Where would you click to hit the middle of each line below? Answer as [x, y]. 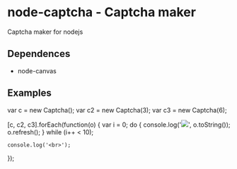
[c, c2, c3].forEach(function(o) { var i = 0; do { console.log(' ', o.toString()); [119, 125]
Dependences [39, 54]
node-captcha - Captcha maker [102, 12]
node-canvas [37, 70]
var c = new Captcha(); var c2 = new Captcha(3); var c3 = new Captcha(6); [117, 110]
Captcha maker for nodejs [45, 32]
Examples [29, 93]
